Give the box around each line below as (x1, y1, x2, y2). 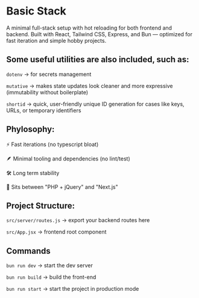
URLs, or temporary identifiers (6, 107, 81, 114)
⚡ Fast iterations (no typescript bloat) (6, 141, 99, 148)
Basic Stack (6, 4, 66, 18)
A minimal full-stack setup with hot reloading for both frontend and (6, 24, 172, 31)
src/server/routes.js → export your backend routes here (6, 217, 150, 224)
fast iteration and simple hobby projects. (6, 37, 107, 44)
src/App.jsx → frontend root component (6, 228, 107, 236)
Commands (6, 246, 51, 256)
